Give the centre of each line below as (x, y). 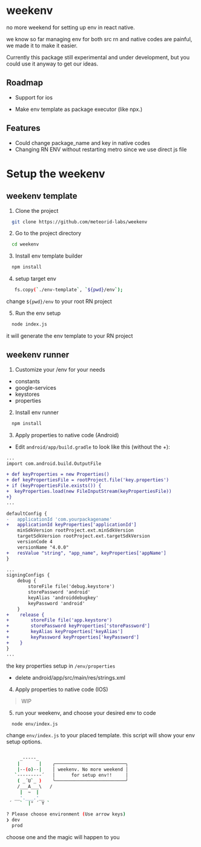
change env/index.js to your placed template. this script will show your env (101, 735)
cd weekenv (25, 244)
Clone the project (37, 210)
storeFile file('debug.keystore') (71, 587)
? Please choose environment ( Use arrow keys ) (66, 814)
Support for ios (34, 97)
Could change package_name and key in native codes (82, 142)
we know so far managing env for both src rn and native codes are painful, (99, 39)
